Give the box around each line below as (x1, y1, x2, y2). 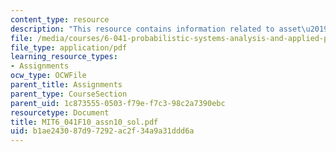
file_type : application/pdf (10, 42, 128, 53)
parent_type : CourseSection (10, 89, 128, 99)
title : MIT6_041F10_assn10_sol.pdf (10, 117, 159, 127)
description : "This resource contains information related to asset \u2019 (10, 24, 329, 34)
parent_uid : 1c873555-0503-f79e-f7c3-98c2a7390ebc (10, 98, 226, 108)
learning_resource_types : (10, 52, 118, 62)
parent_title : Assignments (10, 80, 123, 90)
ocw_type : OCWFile (10, 71, 87, 81)
